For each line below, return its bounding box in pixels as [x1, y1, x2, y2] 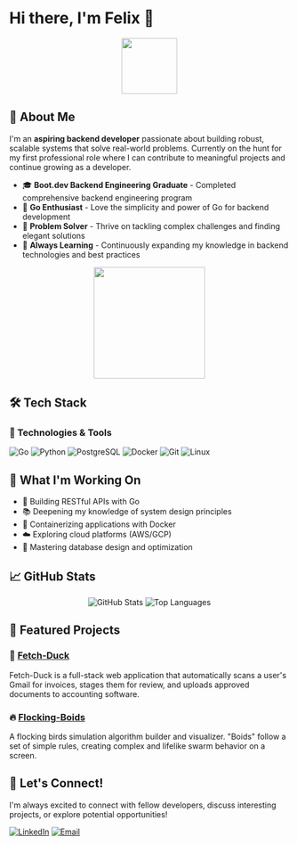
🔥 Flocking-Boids [9, 710, 86, 723]
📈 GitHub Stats [9, 569, 96, 584]
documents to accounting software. [9, 688, 140, 699]
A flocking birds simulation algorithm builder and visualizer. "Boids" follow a [9, 731, 286, 742]
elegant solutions [21, 230, 86, 241]
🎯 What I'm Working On [9, 472, 141, 488]
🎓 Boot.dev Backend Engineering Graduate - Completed [21, 179, 237, 190]
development [21, 211, 71, 222]
